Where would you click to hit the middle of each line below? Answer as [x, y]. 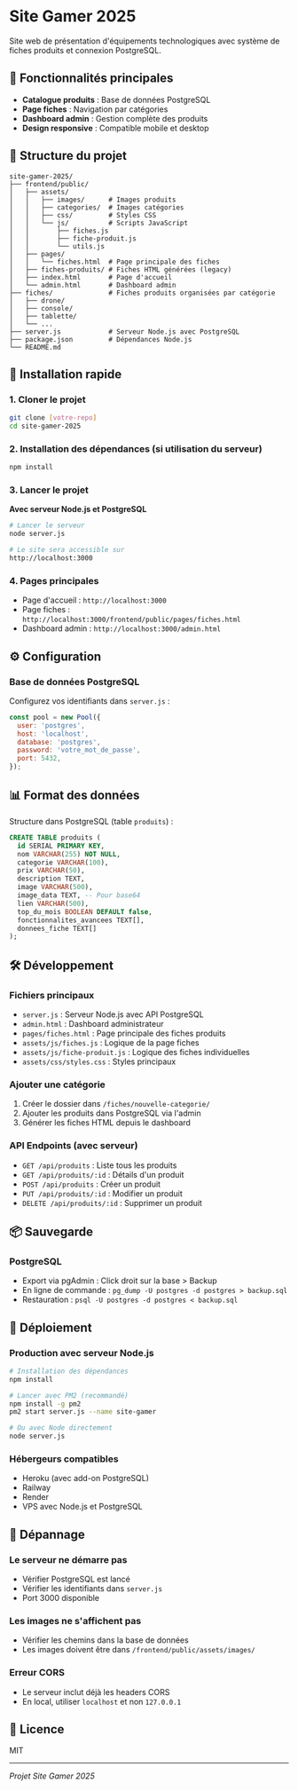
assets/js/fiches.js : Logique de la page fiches [110, 1042]
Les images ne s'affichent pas [75, 1620]
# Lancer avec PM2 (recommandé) [69, 1395]
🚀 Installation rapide [66, 374]
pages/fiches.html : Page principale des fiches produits [124, 1033]
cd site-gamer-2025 [45, 426]
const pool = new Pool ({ [55, 717]
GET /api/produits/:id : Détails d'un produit [103, 1174]
